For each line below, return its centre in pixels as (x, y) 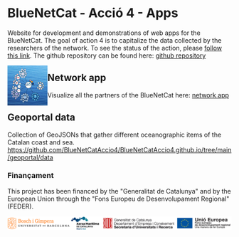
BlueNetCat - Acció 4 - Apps (93, 13)
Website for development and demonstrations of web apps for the (104, 33)
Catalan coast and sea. (41, 142)
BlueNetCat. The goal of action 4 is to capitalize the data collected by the (115, 40)
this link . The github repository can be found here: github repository (107, 56)
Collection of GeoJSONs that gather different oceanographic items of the (115, 135)
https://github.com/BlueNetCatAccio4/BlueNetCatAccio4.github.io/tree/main (119, 149)
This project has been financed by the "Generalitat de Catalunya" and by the (119, 191)
